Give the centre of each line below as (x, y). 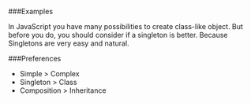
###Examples (31, 11)
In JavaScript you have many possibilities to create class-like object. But (126, 26)
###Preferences (35, 59)
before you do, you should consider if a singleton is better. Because (118, 35)
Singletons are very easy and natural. (69, 43)
